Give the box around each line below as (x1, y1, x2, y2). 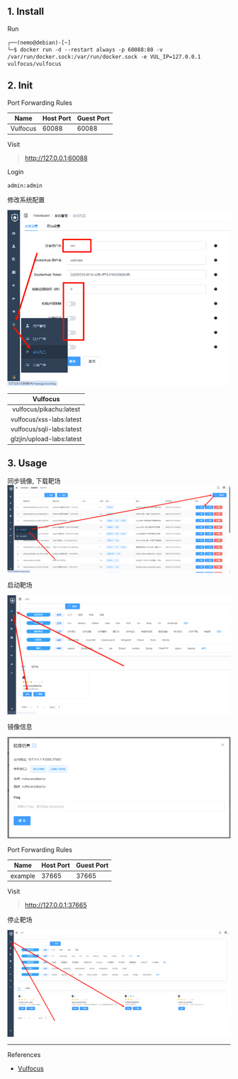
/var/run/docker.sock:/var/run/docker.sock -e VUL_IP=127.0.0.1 (7, 53, 201, 60)
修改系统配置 (7, 195, 45, 204)
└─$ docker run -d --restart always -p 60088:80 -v (7, 46, 163, 53)
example (10, 871, 35, 880)
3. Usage (7, 457, 47, 469)
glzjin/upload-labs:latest (10, 435, 82, 444)
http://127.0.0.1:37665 (24, 901, 87, 910)
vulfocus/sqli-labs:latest (10, 424, 82, 433)
